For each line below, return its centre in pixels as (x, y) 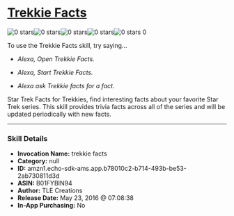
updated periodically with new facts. (59, 114)
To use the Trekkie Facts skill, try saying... (67, 45)
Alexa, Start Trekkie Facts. (55, 72)
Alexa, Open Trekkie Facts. (56, 59)
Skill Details (28, 138)
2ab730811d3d (38, 176)
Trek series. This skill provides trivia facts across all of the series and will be (116, 106)
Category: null (38, 161)
